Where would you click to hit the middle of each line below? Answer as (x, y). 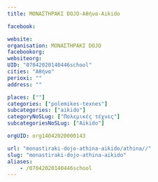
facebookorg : (26, 52)
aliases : (20, 162)
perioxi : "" (24, 78)
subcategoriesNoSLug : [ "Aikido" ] (56, 123)
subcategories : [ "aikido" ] (46, 110)
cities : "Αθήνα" (31, 71)
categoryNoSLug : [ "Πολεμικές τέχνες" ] (64, 117)
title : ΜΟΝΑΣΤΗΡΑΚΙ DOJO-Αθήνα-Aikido (64, 14)
